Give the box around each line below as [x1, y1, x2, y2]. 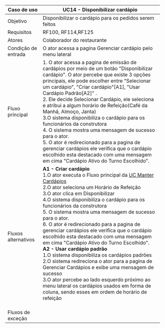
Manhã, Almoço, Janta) [42, 108, 97, 115]
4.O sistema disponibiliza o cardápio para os [42, 197, 145, 203]
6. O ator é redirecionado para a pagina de [42, 221, 141, 228]
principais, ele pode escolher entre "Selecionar [42, 77, 151, 84]
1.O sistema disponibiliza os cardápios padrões [42, 252, 152, 258]
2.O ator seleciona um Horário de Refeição [42, 184, 141, 191]
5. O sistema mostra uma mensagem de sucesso [42, 209, 155, 215]
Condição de [7, 45, 37, 51]
